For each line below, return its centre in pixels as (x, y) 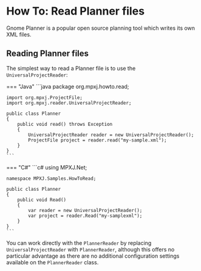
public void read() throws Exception (65, 124)
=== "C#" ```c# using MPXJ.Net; (47, 167)
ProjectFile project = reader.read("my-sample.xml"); (97, 140)
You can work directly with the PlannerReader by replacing (79, 243)
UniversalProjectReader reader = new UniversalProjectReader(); (111, 135)
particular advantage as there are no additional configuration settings (93, 256)
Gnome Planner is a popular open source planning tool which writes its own (101, 28)
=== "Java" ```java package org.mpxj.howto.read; (68, 86)
